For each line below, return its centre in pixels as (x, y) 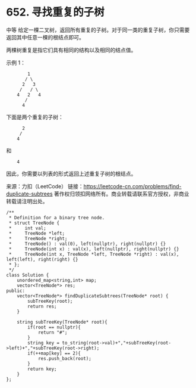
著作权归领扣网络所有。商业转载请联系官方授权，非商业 (121, 194)
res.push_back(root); (65, 358)
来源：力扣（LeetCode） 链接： (45, 186)
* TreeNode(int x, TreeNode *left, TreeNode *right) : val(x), (94, 254)
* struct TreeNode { (34, 223)
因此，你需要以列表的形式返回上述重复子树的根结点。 (71, 173)
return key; (42, 369)
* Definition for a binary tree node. (57, 218)
